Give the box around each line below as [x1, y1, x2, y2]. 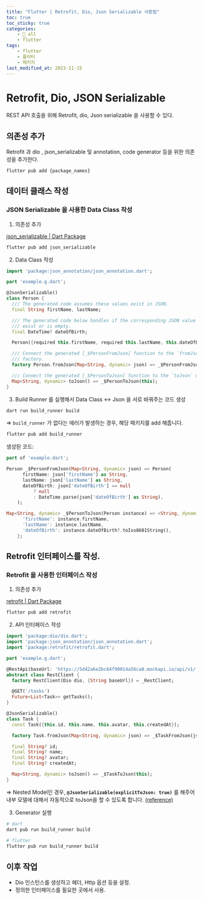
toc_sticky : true [6, 20, 50, 26]
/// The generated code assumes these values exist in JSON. [11, 301, 169, 307]
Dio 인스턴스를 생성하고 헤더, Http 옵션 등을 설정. [14, 878, 131, 886]
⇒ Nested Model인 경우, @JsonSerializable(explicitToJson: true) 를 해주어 [6, 789, 195, 796]
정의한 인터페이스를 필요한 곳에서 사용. [14, 886, 106, 894]
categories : [6, 25, 36, 32]
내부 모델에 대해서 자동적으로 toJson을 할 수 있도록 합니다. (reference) [6, 796, 173, 803]
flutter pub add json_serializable [6, 244, 96, 251]
